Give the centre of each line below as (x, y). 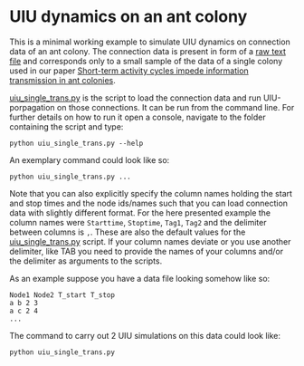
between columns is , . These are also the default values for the (128, 232)
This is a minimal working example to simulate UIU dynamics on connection (150, 42)
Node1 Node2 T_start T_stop (62, 295)
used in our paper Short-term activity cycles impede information (129, 71)
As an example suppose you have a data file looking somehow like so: (140, 278)
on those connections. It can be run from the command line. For (176, 107)
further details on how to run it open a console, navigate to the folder (138, 117)
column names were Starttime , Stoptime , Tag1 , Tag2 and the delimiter (138, 222)
